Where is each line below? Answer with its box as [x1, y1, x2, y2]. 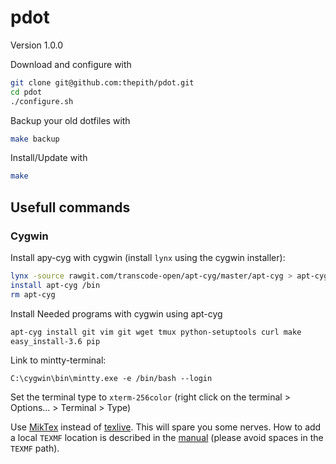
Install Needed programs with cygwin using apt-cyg [10, 307, 223, 320]
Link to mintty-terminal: [10, 354, 107, 366]
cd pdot [10, 87, 43, 97]
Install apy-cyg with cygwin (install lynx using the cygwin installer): [10, 252, 286, 263]
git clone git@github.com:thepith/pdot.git [10, 77, 195, 88]
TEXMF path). [10, 442, 60, 455]
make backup [10, 134, 60, 144]
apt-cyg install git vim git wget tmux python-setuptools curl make [10, 327, 302, 337]
